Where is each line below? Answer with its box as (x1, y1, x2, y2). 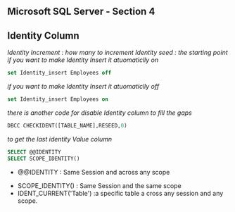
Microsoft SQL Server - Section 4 (7, 6, 155, 18)
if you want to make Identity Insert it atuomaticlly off (7, 82, 160, 91)
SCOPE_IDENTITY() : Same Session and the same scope (17, 181, 182, 189)
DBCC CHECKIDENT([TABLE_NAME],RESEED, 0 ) (7, 122, 128, 129)
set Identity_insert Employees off (7, 70, 112, 77)
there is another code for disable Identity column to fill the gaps (7, 108, 192, 117)
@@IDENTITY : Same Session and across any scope (17, 168, 170, 176)
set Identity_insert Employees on (7, 96, 109, 103)
